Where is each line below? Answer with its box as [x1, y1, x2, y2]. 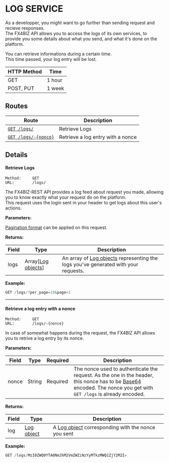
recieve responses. [5, 25, 45, 31]
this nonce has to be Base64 [73, 378, 141, 385]
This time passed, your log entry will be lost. [5, 56, 97, 62]
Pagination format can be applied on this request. [5, 224, 108, 230]
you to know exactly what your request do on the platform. [5, 194, 127, 200]
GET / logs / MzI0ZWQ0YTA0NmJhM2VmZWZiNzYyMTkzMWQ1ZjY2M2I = [5, 453, 127, 458]
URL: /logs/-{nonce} [5, 321, 64, 326]
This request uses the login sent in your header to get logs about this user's [5, 200, 162, 206]
